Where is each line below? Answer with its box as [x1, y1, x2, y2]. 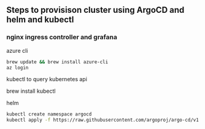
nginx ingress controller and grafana [6, 33, 118, 42]
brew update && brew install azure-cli [6, 58, 109, 65]
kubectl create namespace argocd [6, 111, 92, 117]
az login [6, 64, 29, 71]
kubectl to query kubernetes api [6, 76, 88, 83]
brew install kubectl [6, 87, 56, 95]
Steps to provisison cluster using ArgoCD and [6, 5, 185, 15]
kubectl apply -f [6, 117, 51, 123]
